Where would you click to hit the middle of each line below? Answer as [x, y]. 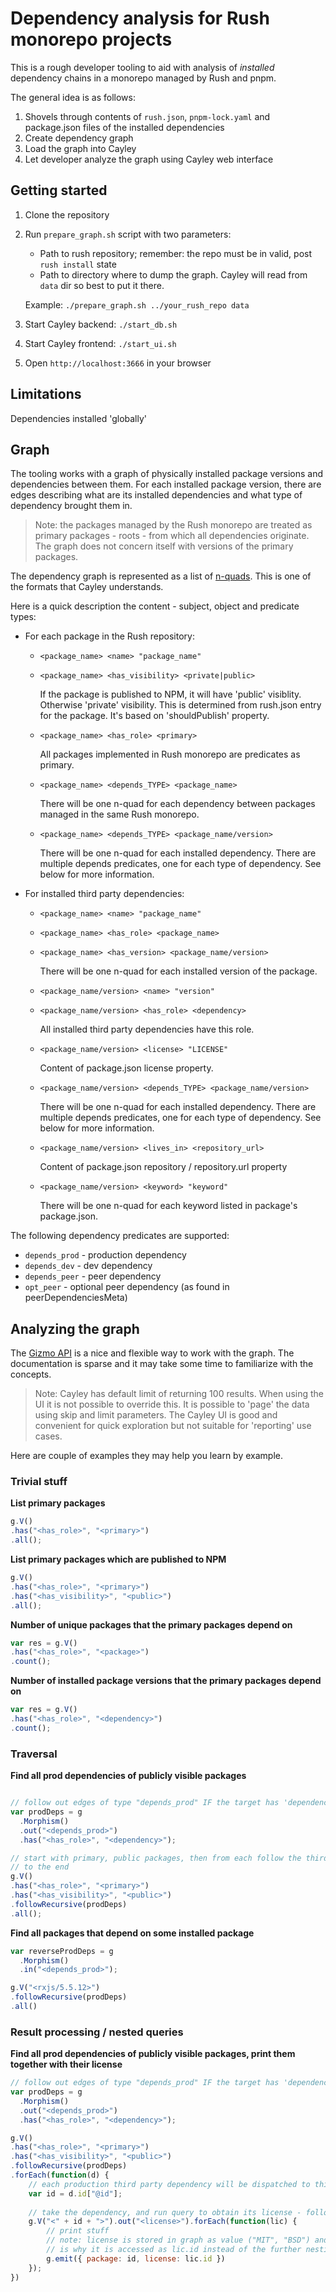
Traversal [34, 1754]
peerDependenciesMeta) [76, 1298]
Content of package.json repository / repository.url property [163, 1167]
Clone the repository [67, 214]
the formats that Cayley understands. [87, 587]
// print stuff [78, 2231]
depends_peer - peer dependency [93, 1276]
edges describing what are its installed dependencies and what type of [156, 495]
